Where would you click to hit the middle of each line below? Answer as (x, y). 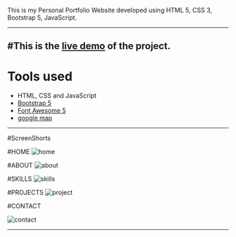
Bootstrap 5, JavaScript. (42, 18)
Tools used (40, 76)
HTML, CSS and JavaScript (57, 96)
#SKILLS (20, 179)
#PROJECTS (26, 193)
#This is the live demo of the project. (89, 46)
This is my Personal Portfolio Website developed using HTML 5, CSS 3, (110, 10)
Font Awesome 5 (42, 111)
